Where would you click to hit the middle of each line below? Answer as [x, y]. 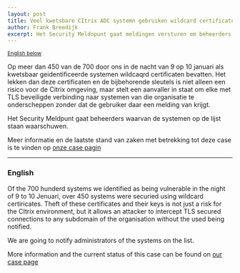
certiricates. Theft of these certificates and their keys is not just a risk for [115, 204]
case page [23, 262]
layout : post [27, 14]
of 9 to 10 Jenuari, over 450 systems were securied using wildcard [105, 196]
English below [25, 54]
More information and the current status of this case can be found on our [115, 254]
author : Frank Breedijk [43, 27]
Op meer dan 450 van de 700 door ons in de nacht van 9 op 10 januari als [116, 67]
